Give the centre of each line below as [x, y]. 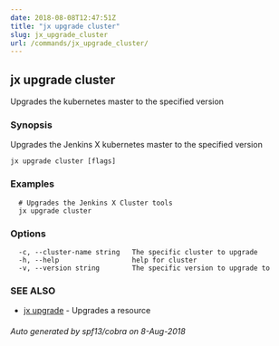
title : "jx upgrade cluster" [65, 26]
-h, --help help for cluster [108, 260]
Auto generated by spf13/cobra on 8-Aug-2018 [98, 331]
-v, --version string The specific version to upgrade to [144, 268]
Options [28, 234]
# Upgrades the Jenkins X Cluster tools [96, 203]
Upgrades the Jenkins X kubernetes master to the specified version [137, 145]
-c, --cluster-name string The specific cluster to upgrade [138, 252]
